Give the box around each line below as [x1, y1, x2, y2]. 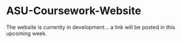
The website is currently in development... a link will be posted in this [6, 24, 176, 31]
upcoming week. [6, 29, 47, 37]
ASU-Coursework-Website [6, 4, 142, 18]
